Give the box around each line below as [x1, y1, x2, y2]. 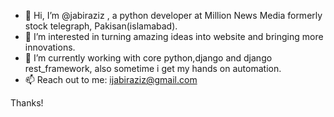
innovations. [24, 41, 76, 53]
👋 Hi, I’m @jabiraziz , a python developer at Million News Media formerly [24, 10, 323, 21]
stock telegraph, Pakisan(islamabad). [24, 20, 178, 32]
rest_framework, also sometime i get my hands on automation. [24, 63, 282, 74]
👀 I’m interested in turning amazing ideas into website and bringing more [24, 31, 324, 42]
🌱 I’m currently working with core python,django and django [24, 52, 273, 64]
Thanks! [10, 97, 44, 109]
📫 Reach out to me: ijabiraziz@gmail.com [24, 74, 198, 85]
